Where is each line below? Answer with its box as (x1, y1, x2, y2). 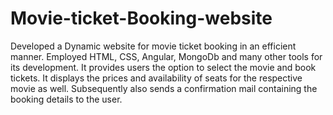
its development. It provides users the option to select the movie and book (10, 61, 317, 73)
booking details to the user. (10, 93, 123, 105)
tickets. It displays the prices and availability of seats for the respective (10, 72, 303, 84)
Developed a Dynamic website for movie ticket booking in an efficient (10, 40, 297, 52)
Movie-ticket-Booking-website (10, 7, 273, 30)
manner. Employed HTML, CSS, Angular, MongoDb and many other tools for (10, 50, 323, 62)
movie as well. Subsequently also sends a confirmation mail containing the (10, 82, 318, 94)
